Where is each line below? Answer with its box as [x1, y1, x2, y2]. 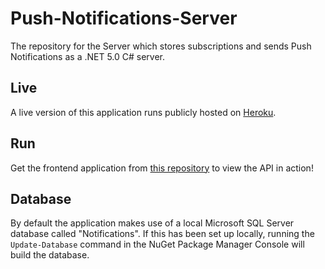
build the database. [10, 249, 90, 261]
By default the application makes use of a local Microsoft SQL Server [10, 217, 295, 229]
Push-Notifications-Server [10, 7, 238, 30]
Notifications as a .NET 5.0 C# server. [10, 50, 166, 62]
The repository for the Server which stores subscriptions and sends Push [10, 40, 312, 52]
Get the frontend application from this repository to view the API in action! [10, 162, 314, 174]
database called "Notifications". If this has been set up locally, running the [10, 228, 315, 240]
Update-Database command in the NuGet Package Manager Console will [10, 238, 305, 251]
